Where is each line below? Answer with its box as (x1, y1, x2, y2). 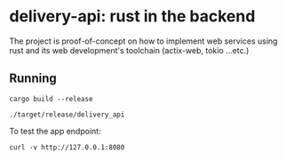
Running (9, 71, 58, 86)
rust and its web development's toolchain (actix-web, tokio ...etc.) (9, 44, 250, 55)
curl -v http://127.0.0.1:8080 (9, 142, 125, 152)
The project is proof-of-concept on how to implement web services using (9, 36, 278, 46)
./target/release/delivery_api (9, 109, 125, 119)
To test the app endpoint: (9, 125, 101, 136)
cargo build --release (9, 94, 93, 103)
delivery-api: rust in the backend (9, 6, 256, 27)
